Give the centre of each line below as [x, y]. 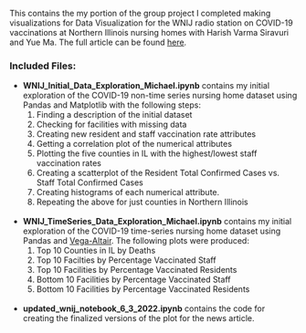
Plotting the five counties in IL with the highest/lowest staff [147, 153]
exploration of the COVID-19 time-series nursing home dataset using [152, 231]
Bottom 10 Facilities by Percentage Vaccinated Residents [143, 289]
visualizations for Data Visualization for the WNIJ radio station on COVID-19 [152, 23]
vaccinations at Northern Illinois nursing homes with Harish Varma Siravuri [149, 32]
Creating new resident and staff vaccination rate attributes [146, 134]
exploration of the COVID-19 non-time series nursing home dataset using [160, 96]
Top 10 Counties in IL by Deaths [96, 251]
